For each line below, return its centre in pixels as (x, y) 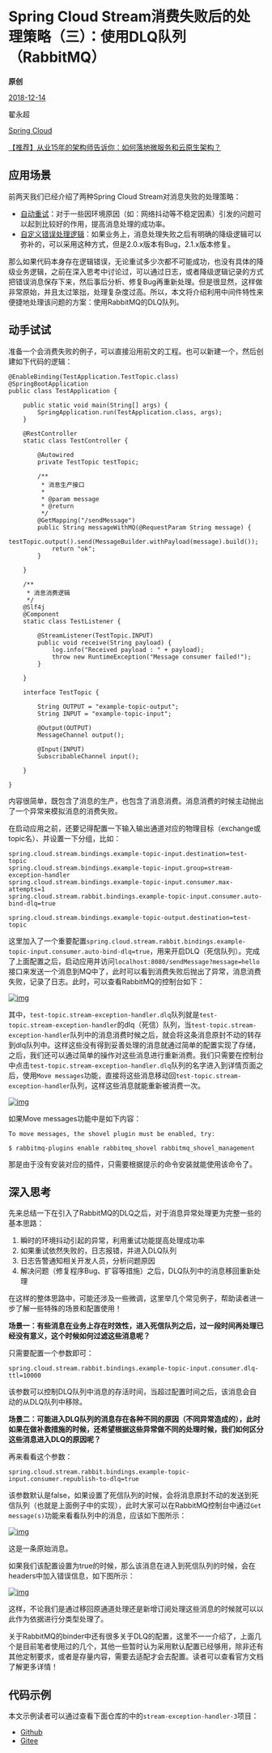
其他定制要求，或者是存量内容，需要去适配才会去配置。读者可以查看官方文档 (136, 1656)
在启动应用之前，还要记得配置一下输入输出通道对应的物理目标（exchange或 (135, 828)
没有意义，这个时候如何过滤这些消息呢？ (83, 1336)
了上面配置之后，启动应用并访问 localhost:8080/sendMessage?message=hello (134, 961)
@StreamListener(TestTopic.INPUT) (96, 635)
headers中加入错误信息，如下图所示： (72, 1576)
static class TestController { (76, 440)
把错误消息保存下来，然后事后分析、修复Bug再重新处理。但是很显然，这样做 (136, 282)
